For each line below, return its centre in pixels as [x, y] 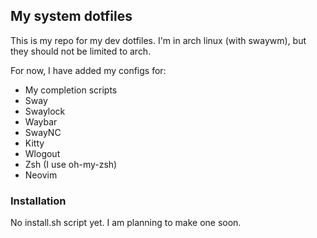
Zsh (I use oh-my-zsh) [71, 164]
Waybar [41, 121]
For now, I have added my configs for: [88, 70]
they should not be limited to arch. [81, 51]
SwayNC [43, 132]
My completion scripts [71, 90]
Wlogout [42, 153]
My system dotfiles [71, 16]
